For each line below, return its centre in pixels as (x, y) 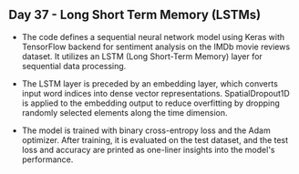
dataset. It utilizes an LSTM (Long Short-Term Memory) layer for (142, 56)
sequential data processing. (74, 66)
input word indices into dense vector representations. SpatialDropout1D (156, 93)
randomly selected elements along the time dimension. (124, 112)
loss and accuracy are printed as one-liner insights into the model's (148, 149)
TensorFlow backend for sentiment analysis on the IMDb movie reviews (156, 46)
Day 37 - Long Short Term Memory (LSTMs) (135, 15)
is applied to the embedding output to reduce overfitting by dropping (150, 103)
